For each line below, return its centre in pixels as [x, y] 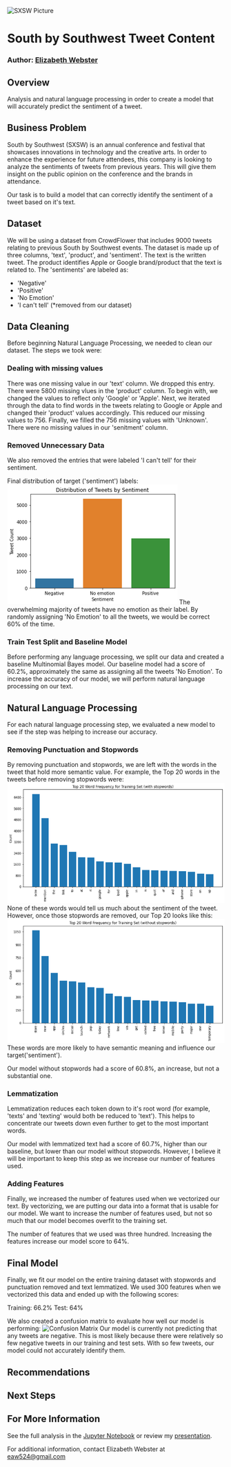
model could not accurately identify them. [67, 1350]
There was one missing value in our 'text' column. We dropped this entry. [111, 383]
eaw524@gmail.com [36, 1456]
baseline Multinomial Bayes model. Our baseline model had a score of [106, 664]
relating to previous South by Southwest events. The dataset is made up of [113, 248]
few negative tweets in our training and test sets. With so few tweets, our [111, 1343]
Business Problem [47, 128]
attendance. [24, 181]
